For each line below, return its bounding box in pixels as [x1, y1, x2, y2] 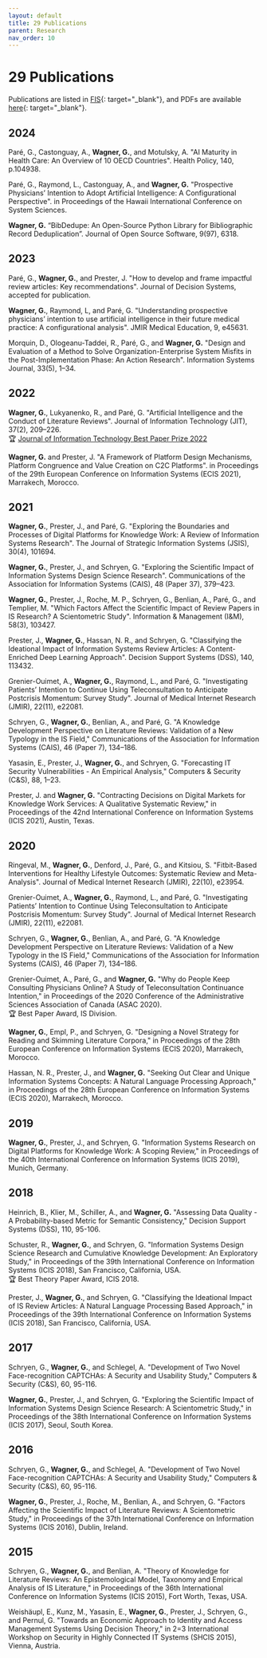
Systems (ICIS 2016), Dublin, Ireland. [8, 1522, 129, 1531]
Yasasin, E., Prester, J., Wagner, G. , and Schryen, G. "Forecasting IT [8, 758, 231, 768]
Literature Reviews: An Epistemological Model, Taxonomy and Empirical [8, 1575, 243, 1585]
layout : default [8, 11, 62, 20]
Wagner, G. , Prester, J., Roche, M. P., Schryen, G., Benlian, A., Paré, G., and [8, 595, 257, 604]
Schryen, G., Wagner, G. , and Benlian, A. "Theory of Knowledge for [8, 1566, 230, 1576]
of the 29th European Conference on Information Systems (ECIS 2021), [8, 469, 241, 478]
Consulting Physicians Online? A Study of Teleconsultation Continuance [8, 983, 245, 992]
